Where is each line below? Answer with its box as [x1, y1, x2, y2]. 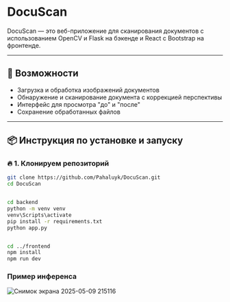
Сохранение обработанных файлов [16, 108, 121, 116]
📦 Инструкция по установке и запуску [7, 135, 183, 147]
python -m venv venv [7, 205, 66, 212]
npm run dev [7, 255, 41, 262]
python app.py [7, 224, 48, 231]
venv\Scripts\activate [7, 212, 72, 218]
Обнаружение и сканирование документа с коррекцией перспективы [16, 93, 222, 101]
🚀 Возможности [7, 68, 79, 79]
